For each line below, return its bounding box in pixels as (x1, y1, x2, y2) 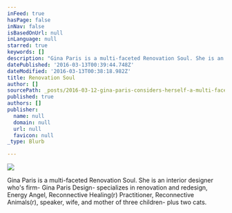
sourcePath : (7, 87, 41, 94)
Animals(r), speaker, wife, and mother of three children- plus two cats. (7, 198, 207, 207)
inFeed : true (7, 10, 45, 17)
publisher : (7, 106, 39, 113)
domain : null (13, 119, 51, 126)
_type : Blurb (7, 139, 45, 145)
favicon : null (13, 132, 54, 139)
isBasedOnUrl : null (7, 29, 64, 37)
